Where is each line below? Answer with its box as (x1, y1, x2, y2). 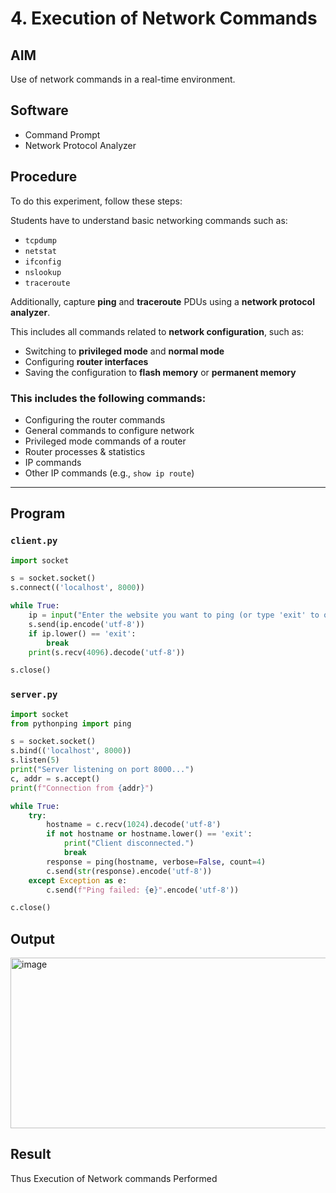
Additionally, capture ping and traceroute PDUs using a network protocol (10, 295, 315, 307)
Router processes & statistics (24, 445, 146, 457)
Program (10, 505, 66, 522)
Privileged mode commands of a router (24, 435, 187, 447)
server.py (10, 689, 58, 701)
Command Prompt (24, 128, 101, 141)
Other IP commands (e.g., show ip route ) (24, 467, 195, 479)
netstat (24, 246, 57, 256)
